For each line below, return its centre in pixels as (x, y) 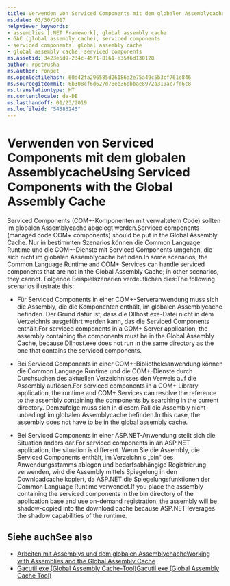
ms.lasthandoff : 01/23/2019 (47, 103)
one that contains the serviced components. (79, 350)
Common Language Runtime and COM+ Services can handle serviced (106, 264)
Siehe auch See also (50, 537)
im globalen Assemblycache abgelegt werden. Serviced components (103, 228)
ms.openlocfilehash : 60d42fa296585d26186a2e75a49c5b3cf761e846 (99, 77)
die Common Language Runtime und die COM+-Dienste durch (105, 371)
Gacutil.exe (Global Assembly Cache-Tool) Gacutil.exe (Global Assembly (118, 568)
